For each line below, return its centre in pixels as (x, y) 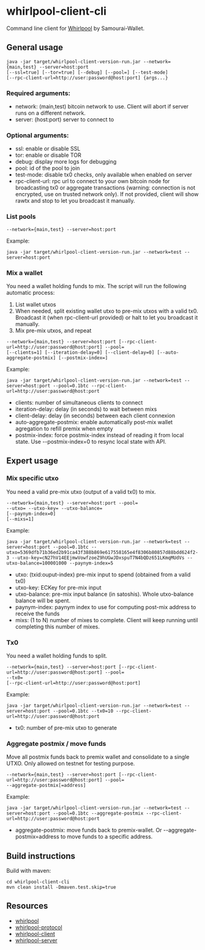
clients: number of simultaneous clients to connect (79, 402)
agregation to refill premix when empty (64, 428)
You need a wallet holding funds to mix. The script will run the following (96, 286)
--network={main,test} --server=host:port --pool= (72, 503)
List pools (21, 217)
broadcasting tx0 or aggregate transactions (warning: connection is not (105, 188)
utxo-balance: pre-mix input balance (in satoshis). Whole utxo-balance (104, 594)
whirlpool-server (36, 940)
